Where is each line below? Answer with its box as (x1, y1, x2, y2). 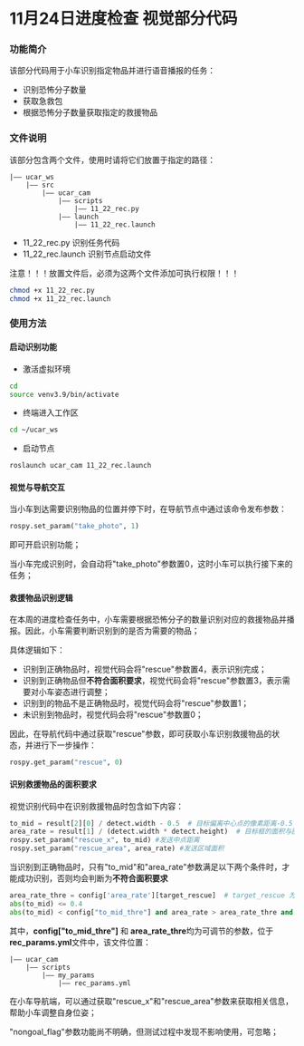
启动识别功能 (9, 342, 57, 353)
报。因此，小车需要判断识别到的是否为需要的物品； (9, 625, 200, 636)
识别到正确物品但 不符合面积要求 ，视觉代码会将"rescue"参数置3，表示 (22, 675, 283, 686)
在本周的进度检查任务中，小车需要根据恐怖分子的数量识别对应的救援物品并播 (9, 614, 295, 625)
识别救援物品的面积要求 (9, 779, 97, 789)
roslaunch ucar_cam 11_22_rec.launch (9, 461, 152, 470)
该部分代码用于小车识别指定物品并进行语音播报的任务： (9, 65, 215, 76)
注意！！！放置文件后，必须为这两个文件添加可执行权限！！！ (9, 267, 240, 278)
